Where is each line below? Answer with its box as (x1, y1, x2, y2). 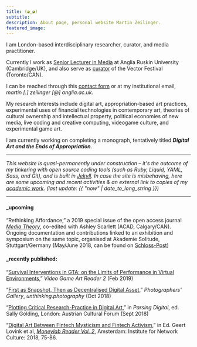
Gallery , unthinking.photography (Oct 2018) (6, 292, 111, 299)
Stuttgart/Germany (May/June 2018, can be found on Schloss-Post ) (6, 242, 169, 249)
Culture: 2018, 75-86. (6, 333, 57, 341)
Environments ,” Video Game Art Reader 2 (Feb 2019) (6, 275, 134, 282)
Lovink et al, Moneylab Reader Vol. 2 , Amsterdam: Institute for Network (6, 328, 178, 335)
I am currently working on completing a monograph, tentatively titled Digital (6, 136, 189, 144)
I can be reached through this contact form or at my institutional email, (6, 83, 176, 90)
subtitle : (6, 14, 30, 20)
